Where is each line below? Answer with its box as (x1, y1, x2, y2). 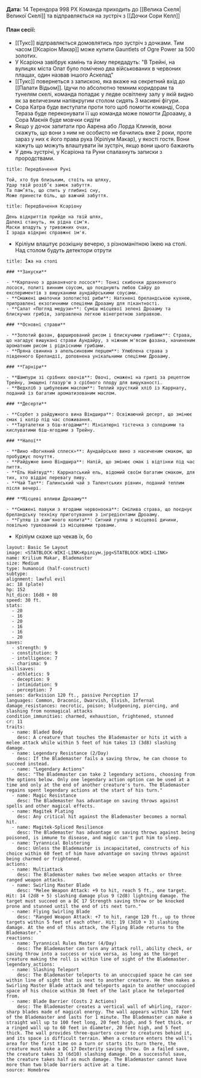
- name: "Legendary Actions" (11, 766, 85, 772)
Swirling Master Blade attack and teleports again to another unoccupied (6, 983, 196, 989)
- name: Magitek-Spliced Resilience (11, 824, 104, 831)
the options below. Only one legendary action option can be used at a (6, 777, 190, 783)
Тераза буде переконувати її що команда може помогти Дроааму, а (14, 110, 191, 117)
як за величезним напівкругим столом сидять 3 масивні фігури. (14, 97, 181, 104)
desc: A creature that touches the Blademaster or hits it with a (17, 735, 187, 741)
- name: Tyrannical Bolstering (11, 840, 90, 846)
